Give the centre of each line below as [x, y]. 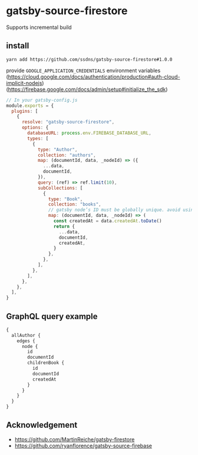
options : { [35, 128]
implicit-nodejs [24, 83]
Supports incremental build [39, 27]
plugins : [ [25, 111]
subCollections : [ [60, 188]
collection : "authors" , [67, 155]
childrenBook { [46, 363]
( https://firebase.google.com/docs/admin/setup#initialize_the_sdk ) [87, 89]
